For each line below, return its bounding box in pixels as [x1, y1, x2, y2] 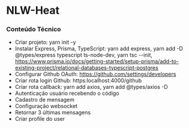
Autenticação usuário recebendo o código [14, 90, 119, 97]
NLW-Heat [6, 4, 60, 17]
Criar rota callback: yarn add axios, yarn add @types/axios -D [14, 84, 168, 91]
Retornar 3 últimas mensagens [14, 109, 91, 116]
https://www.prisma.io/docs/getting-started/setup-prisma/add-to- [14, 58, 179, 65]
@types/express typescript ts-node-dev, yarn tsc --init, [14, 52, 153, 59]
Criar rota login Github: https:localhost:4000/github [14, 77, 142, 84]
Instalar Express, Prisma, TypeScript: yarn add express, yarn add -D [14, 45, 183, 52]
